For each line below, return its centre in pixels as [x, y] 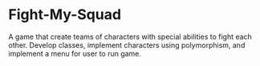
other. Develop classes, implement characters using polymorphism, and [127, 45]
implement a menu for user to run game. [75, 53]
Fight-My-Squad [65, 15]
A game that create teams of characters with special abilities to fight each [130, 37]
